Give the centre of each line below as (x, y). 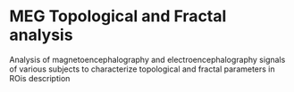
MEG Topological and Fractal (118, 16)
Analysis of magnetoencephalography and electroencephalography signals (147, 59)
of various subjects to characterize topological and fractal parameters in (142, 69)
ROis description (40, 78)
